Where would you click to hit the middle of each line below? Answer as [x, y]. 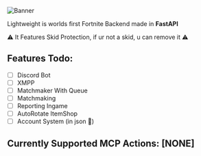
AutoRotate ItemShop [47, 114]
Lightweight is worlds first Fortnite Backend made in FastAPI [93, 24]
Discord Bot [34, 75]
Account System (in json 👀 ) [56, 121]
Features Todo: [40, 58]
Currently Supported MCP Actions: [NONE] [101, 143]
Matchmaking [36, 98]
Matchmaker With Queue [52, 90]
